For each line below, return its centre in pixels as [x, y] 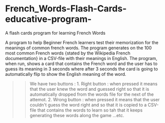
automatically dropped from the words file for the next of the [92, 94]
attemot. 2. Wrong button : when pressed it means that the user [95, 99]
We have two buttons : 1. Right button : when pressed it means [93, 84]
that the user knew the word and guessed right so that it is [89, 89]
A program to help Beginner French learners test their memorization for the [82, 42]
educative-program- [48, 19]
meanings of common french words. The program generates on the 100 [79, 48]
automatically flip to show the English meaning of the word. [66, 74]
